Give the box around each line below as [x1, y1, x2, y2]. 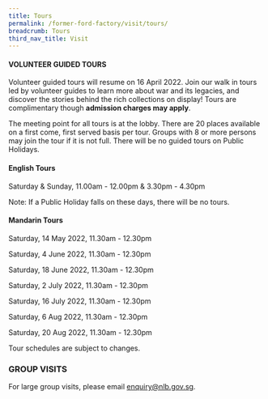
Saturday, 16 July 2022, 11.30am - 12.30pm [8, 296, 151, 306]
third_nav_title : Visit [8, 34, 89, 43]
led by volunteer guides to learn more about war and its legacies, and [8, 86, 240, 96]
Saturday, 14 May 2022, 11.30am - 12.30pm [8, 233, 152, 243]
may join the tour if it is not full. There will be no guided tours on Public [8, 136, 245, 146]
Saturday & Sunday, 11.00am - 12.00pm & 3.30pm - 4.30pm [8, 181, 206, 191]
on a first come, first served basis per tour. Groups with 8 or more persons [8, 127, 257, 138]
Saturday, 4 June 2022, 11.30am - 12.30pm [8, 248, 151, 259]
